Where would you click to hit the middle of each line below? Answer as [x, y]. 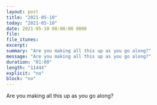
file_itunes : [22, 40]
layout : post [22, 12]
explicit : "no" [25, 73]
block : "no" [21, 79]
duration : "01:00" [29, 62]
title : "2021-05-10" [32, 17]
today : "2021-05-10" [32, 23]
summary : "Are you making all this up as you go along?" [79, 51]
